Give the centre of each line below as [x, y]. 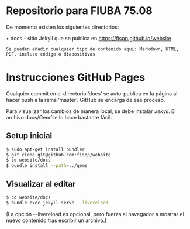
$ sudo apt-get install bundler [45, 149]
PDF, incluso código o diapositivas [51, 54]
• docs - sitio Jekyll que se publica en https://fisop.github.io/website [89, 38]
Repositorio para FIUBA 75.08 [80, 11]
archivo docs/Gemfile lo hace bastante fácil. [59, 117]
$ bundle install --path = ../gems [47, 166]
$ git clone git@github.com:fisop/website [58, 155]
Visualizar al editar [41, 184]
